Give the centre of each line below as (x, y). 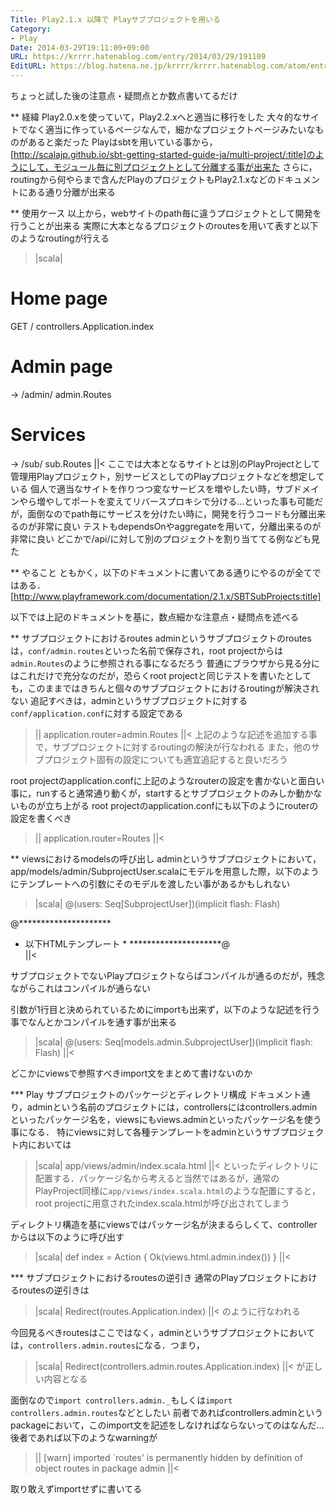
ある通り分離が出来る (71, 192)
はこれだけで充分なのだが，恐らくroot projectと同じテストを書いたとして (161, 675)
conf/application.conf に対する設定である (97, 713)
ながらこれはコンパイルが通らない (80, 988)
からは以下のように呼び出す (67, 1237)
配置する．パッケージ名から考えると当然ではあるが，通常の (157, 1178)
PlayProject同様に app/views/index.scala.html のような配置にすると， (177, 1190)
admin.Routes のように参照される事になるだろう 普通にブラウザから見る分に (165, 663)
